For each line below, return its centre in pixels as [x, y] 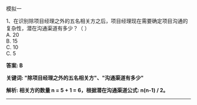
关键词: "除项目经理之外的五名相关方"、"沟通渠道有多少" [75, 78]
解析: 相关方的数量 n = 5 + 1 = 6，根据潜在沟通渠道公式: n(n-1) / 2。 [87, 90]
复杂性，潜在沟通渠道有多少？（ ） [48, 28]
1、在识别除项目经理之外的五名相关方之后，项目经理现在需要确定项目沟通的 [97, 21]
